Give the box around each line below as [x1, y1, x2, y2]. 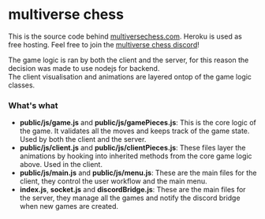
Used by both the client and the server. [19, 135, 147, 144]
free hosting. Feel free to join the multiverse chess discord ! [8, 39, 200, 49]
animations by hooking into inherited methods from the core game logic [19, 151, 252, 161]
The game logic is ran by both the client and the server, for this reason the [8, 55, 249, 65]
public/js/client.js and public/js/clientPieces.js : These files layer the [19, 143, 246, 153]
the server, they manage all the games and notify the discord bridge [19, 193, 241, 202]
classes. [8, 80, 35, 90]
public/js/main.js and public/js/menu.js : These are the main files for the [19, 168, 257, 178]
